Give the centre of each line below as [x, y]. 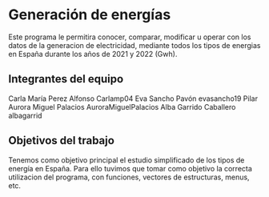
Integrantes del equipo [66, 79]
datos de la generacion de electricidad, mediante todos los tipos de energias [134, 45]
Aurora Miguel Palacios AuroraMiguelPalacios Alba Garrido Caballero [122, 107]
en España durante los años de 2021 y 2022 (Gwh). [93, 54]
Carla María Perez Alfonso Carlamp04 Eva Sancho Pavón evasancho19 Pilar [133, 98]
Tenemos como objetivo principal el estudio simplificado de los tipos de [126, 160]
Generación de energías [90, 15]
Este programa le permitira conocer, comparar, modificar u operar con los [130, 37]
